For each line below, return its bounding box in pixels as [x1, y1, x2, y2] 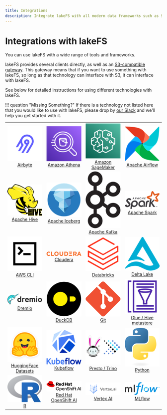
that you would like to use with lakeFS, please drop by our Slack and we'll [5, 107, 156, 113]
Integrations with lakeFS [5, 35, 108, 47]
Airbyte [17, 162, 32, 168]
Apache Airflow [126, 162, 158, 168]
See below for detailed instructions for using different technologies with [5, 87, 152, 93]
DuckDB [55, 317, 73, 323]
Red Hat [55, 392, 73, 398]
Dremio [17, 305, 32, 311]
